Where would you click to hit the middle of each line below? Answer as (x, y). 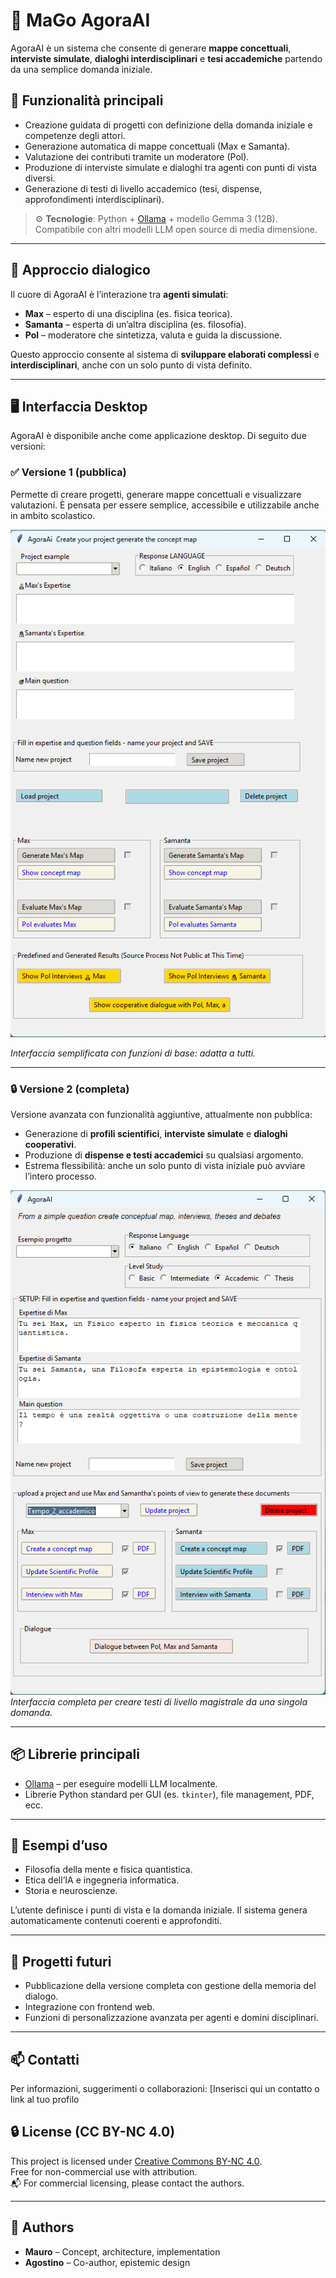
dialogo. (41, 1996)
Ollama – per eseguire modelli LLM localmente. (121, 1783)
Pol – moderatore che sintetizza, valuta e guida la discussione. (153, 335)
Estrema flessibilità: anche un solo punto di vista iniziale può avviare (165, 1166)
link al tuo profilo (45, 2100)
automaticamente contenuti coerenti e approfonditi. (116, 1921)
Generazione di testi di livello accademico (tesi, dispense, (143, 188)
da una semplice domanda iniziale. (81, 69)
